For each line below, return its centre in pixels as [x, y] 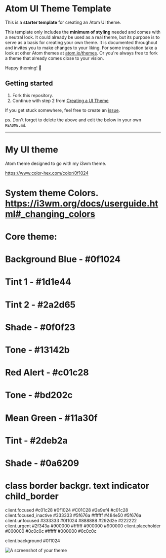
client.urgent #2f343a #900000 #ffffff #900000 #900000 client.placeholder [83, 526]
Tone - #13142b [38, 350]
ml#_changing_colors [50, 214]
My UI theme [32, 150]
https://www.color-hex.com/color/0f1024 [47, 173]
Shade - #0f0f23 [40, 327]
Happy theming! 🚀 [23, 68]
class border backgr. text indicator [77, 486]
